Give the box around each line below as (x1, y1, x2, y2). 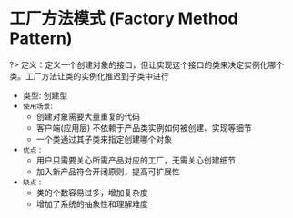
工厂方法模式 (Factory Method (9, 8, 238, 29)
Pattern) (9, 28, 73, 49)
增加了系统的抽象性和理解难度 (35, 198, 148, 209)
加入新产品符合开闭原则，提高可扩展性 (35, 165, 180, 177)
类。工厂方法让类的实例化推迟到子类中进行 (9, 70, 169, 82)
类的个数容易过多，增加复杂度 (35, 187, 148, 198)
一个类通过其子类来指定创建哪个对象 (35, 134, 173, 144)
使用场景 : (22, 100, 53, 111)
